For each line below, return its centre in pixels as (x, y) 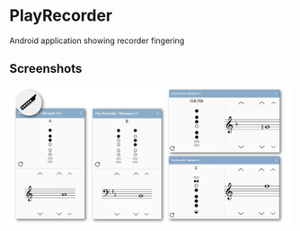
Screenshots (46, 69)
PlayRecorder (61, 16)
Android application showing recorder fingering (97, 40)
